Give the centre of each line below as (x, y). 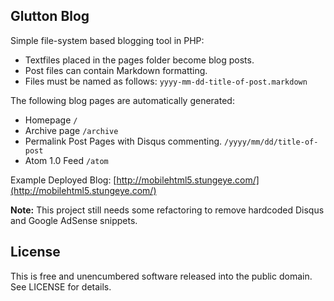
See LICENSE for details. (61, 286)
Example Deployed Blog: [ (63, 180)
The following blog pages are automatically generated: (122, 100)
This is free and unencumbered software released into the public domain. (161, 276)
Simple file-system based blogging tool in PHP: (107, 40)
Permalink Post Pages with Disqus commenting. (123, 141)
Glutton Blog (50, 16)
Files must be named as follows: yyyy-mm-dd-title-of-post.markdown (166, 81)
